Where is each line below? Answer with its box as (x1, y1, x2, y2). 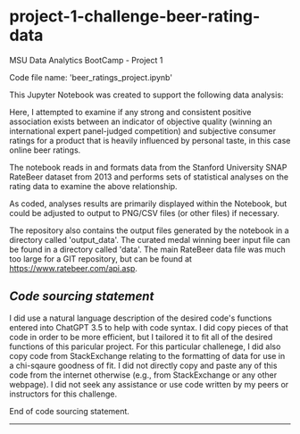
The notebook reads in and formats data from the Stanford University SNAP (9, 162, 287, 172)
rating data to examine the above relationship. (9, 180, 178, 191)
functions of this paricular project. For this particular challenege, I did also (9, 341, 281, 352)
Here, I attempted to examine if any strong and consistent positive (9, 106, 252, 117)
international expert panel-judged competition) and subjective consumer (9, 125, 277, 136)
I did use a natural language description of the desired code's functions (9, 313, 272, 323)
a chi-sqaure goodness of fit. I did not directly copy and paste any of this (9, 360, 278, 371)
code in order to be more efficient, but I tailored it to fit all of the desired (9, 331, 273, 342)
